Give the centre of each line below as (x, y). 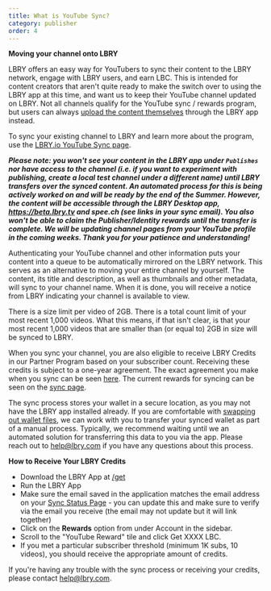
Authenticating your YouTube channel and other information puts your (124, 253)
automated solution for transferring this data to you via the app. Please (126, 437)
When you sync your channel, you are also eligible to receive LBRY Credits (132, 353)
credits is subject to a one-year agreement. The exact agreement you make (133, 370)
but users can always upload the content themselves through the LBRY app (133, 112)
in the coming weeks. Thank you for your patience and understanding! (129, 238)
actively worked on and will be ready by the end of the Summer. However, (134, 195)
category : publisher (43, 23)
